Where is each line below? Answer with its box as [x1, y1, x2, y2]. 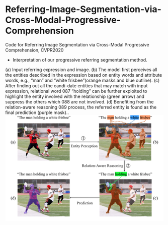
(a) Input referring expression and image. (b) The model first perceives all [5, 67, 157, 73]
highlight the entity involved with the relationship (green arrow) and [5, 93, 144, 99]
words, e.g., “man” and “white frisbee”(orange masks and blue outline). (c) [5, 77, 160, 83]
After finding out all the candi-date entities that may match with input [5, 82, 148, 89]
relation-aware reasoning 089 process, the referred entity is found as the [5, 104, 157, 110]
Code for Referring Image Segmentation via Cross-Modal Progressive [5, 41, 149, 47]
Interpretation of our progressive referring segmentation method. [12, 57, 147, 63]
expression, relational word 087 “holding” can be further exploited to [5, 88, 147, 94]
